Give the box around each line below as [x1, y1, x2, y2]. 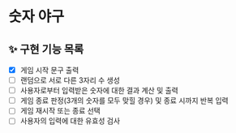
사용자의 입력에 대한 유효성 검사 [19, 116, 120, 126]
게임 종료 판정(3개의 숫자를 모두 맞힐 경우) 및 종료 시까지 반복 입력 [19, 96, 229, 105]
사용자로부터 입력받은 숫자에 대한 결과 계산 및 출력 [19, 86, 178, 96]
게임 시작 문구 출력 [19, 66, 79, 75]
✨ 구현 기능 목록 [8, 42, 84, 56]
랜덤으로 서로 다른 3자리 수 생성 [19, 75, 120, 85]
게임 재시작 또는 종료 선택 [19, 106, 101, 116]
